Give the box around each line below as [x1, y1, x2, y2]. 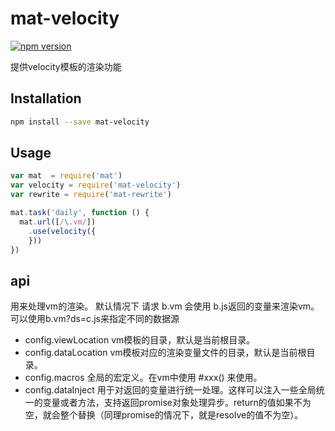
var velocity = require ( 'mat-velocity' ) [10, 180, 182, 191]
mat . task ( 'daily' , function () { [10, 208, 150, 218]
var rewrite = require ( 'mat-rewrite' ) [10, 190, 172, 200]
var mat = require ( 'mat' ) [10, 171, 123, 181]
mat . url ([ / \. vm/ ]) [19, 217, 97, 227]
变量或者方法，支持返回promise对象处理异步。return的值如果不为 [42, 397, 312, 409]
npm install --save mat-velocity [10, 117, 150, 127]
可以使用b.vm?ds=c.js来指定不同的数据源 [10, 313, 180, 325]
